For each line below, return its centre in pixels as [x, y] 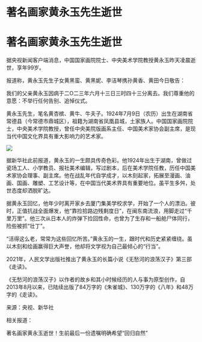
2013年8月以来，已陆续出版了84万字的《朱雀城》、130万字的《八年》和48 [97, 287]
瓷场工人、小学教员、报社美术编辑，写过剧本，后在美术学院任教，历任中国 [98, 168]
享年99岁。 [31, 68]
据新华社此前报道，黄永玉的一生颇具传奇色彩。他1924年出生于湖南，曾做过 [99, 160]
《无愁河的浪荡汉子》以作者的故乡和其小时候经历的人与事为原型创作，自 [96, 280]
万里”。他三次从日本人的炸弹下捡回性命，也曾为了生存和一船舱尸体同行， [102, 218]
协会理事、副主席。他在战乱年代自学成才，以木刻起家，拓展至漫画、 [101, 176]
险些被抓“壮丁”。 [27, 226]
